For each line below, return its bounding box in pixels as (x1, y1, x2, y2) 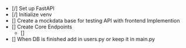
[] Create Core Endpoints (11, 23, 72, 30)
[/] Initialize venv (11, 11, 52, 18)
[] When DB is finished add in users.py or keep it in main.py (11, 36, 155, 42)
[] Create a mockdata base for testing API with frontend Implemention (11, 17, 180, 24)
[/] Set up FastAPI (11, 5, 55, 12)
